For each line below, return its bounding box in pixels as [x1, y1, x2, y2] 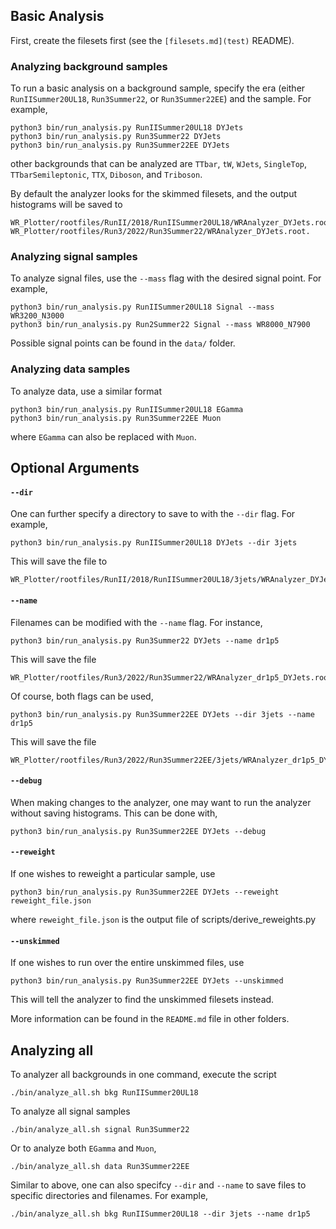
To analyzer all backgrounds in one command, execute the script [10, 1068, 277, 1080]
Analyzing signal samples [10, 250, 138, 264]
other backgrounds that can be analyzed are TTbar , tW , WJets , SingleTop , [10, 158, 308, 170]
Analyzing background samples [10, 59, 168, 73]
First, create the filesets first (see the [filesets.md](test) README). [10, 34, 295, 46]
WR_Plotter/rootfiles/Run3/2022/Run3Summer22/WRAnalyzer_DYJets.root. [10, 227, 311, 237]
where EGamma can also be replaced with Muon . [10, 430, 197, 443]
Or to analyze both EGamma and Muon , [10, 1142, 157, 1154]
